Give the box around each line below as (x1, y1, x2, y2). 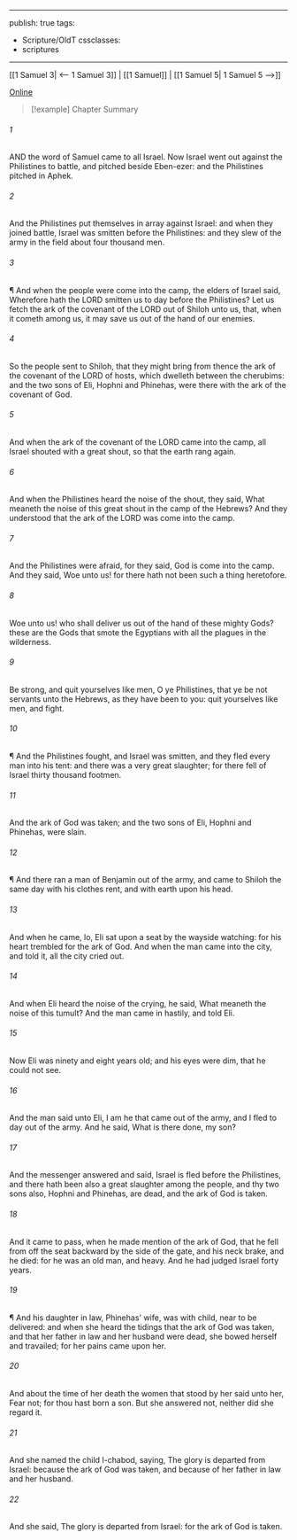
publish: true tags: (9, 18, 75, 27)
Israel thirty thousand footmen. (9, 770, 122, 781)
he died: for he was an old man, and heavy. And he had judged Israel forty (9, 1255, 279, 1265)
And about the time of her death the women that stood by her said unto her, (9, 1388, 285, 1399)
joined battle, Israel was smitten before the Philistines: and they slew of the (9, 228, 282, 238)
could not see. (9, 1065, 62, 1076)
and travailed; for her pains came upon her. (9, 1340, 166, 1351)
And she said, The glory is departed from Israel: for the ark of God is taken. (9, 1521, 283, 1532)
